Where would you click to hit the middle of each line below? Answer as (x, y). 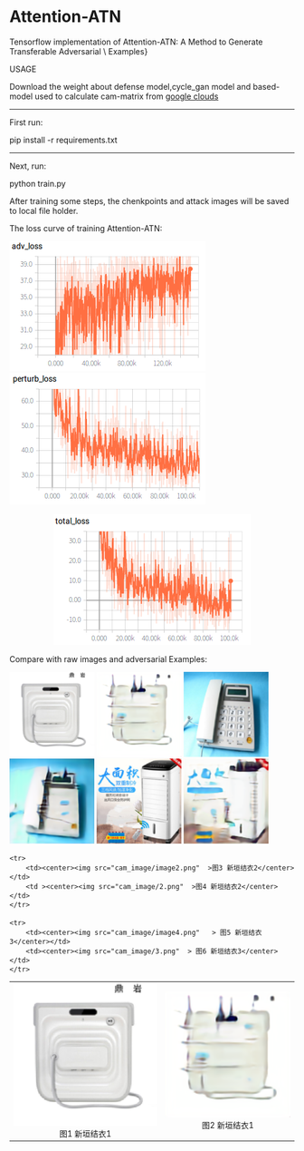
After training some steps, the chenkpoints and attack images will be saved (149, 200)
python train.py (38, 183)
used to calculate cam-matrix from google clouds (127, 96)
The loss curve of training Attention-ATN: (86, 228)
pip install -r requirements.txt (63, 140)
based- (266, 86)
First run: (26, 122)
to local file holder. (44, 210)
